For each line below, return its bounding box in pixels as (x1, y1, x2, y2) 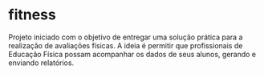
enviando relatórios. (8, 58, 75, 68)
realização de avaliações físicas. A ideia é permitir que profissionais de (8, 40, 243, 50)
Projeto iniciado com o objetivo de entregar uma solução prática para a (8, 32, 243, 42)
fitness (8, 6, 56, 24)
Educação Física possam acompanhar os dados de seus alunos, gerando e (8, 49, 257, 59)
